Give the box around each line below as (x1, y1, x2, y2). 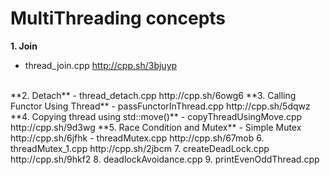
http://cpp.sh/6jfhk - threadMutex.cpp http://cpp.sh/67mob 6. (10, 132, 265, 144)
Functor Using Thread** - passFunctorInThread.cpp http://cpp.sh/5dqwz (10, 100, 311, 112)
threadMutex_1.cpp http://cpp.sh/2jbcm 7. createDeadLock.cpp (10, 142, 270, 154)
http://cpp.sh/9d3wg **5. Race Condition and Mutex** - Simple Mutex (10, 121, 302, 133)
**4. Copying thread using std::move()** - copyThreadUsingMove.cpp (10, 110, 303, 122)
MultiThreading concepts (10, 7, 227, 30)
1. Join (10, 40, 38, 52)
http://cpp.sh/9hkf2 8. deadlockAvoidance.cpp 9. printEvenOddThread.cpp (10, 153, 320, 165)
